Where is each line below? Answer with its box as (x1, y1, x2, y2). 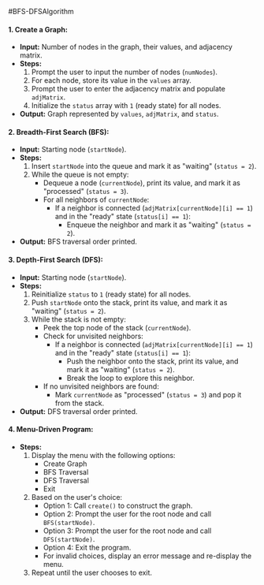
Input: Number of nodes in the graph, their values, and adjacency (19, 43, 232, 52)
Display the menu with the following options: (31, 450, 176, 460)
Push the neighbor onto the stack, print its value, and (66, 356, 239, 366)
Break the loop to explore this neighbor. (66, 373, 195, 382)
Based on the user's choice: (31, 492, 123, 501)
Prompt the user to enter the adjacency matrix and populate (31, 84, 226, 94)
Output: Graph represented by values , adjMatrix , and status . (19, 110, 219, 119)
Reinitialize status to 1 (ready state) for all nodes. (31, 289, 191, 299)
